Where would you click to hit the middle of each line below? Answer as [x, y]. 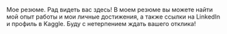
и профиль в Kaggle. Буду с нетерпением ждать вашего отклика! [101, 24]
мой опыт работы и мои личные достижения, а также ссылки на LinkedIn [113, 17]
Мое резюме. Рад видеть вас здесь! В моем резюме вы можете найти [110, 10]
